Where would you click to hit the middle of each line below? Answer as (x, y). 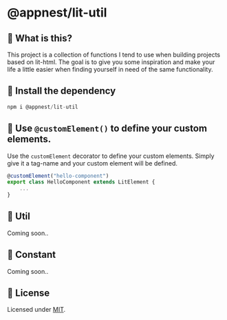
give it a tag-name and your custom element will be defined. (92, 163)
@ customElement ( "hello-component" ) (58, 176)
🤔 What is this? (40, 38)
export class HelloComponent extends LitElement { (81, 182)
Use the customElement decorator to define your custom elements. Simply (111, 156)
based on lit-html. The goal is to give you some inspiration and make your (111, 62)
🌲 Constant (32, 255)
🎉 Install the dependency (62, 91)
